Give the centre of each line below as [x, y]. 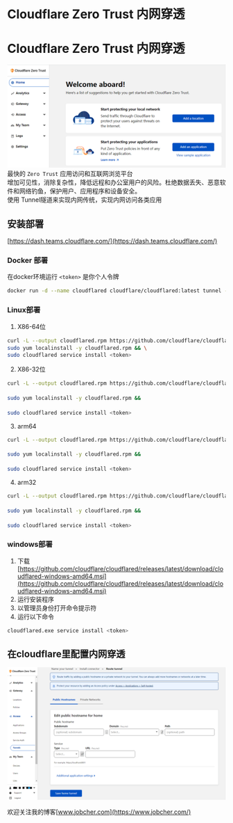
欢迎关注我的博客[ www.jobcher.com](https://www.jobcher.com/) [99, 812]
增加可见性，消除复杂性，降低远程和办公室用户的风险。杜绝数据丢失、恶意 [113, 182]
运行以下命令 [35, 616]
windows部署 [30, 545]
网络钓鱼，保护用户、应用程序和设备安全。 [80, 191]
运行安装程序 [35, 599]
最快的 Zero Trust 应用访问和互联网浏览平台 [70, 174]
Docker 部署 [28, 260]
